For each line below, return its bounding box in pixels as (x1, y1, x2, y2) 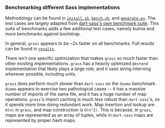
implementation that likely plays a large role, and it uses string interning (5, 66, 151, 72)
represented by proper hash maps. (5, 118, 76, 124)
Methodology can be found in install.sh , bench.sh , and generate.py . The (5, 15, 156, 21)
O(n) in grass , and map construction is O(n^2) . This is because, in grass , (5, 107, 153, 113)
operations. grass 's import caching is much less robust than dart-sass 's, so (5, 96, 160, 102)
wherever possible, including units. (5, 71, 77, 77)
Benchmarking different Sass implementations (5, 4, 120, 11)
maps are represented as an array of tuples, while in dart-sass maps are (5, 112, 153, 118)
